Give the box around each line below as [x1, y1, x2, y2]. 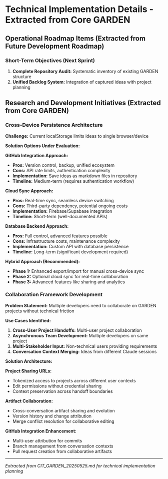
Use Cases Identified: [5, 317, 51, 323]
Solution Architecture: [5, 358, 52, 364]
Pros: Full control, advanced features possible [12, 233, 107, 239]
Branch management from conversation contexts [12, 443, 113, 449]
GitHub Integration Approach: [5, 152, 68, 158]
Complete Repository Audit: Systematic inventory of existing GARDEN [12, 68, 158, 74]
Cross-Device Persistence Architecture [5, 122, 103, 129]
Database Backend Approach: [5, 223, 69, 229]
